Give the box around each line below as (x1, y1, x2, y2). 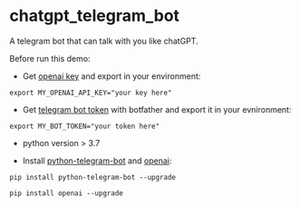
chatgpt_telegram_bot (9, 5, 179, 26)
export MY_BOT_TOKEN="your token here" (9, 122, 160, 131)
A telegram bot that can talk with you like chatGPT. (9, 35, 198, 46)
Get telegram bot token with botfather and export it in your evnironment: (22, 103, 292, 114)
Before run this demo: (9, 53, 91, 64)
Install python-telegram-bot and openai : (22, 155, 172, 166)
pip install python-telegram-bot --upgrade (9, 172, 177, 182)
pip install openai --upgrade (9, 188, 124, 198)
